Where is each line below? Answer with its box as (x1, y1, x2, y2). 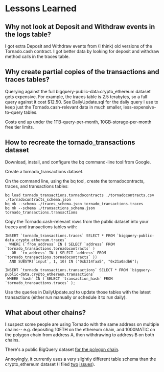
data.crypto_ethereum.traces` (5, 238, 67, 242)
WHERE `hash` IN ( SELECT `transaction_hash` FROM (7, 276, 113, 281)
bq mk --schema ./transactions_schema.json (5, 206, 95, 211)
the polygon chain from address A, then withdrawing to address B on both (5, 332, 154, 338)
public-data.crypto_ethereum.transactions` (5, 272, 95, 277)
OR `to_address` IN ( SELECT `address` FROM (11, 250, 106, 255)
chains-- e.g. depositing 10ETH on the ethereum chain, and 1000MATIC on (5, 327, 156, 333)
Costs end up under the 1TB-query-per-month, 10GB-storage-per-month (5, 119, 152, 125)
